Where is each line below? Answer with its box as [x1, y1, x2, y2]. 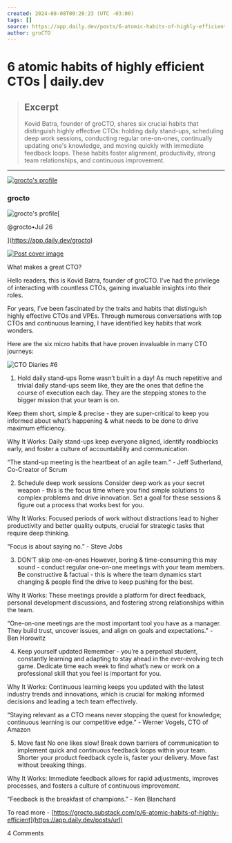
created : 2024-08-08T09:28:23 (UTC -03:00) [7, 10, 135, 17]
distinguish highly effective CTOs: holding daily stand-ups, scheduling [23, 127, 224, 135]
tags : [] [7, 17, 32, 23]
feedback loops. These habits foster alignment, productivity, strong [23, 149, 216, 158]
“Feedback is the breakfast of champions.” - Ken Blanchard [7, 795, 176, 803]
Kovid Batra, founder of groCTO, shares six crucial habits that [23, 120, 199, 128]
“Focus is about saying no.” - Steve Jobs [7, 542, 123, 550]
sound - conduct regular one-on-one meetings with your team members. [17, 562, 225, 571]
